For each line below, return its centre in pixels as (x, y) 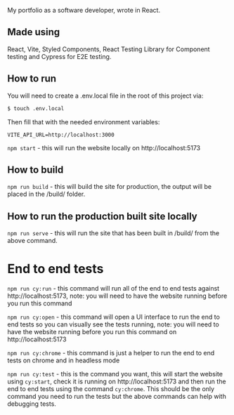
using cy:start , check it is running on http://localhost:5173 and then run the (117, 381)
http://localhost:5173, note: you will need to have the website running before (117, 296)
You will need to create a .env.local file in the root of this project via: (105, 95)
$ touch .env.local (36, 108)
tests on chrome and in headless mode (64, 360)
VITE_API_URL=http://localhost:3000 (61, 135)
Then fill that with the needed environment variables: (84, 121)
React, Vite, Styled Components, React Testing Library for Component (109, 49)
